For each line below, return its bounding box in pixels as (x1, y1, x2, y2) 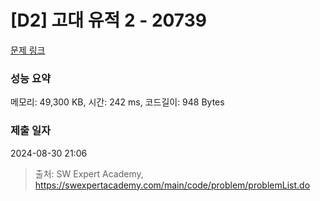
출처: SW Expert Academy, (34, 167, 144, 180)
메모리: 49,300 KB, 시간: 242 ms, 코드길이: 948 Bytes (10, 96, 225, 108)
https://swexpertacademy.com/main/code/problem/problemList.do (34, 179, 311, 191)
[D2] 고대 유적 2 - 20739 (10, 9, 207, 32)
